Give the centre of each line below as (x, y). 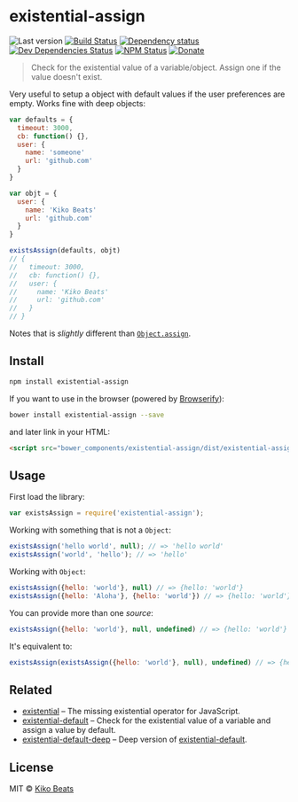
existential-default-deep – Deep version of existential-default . (134, 740)
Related (31, 690)
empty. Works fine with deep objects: (78, 103)
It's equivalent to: (41, 646)
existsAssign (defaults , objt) (65, 251)
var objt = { (33, 193)
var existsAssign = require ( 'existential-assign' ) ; (106, 513)
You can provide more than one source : (81, 612)
